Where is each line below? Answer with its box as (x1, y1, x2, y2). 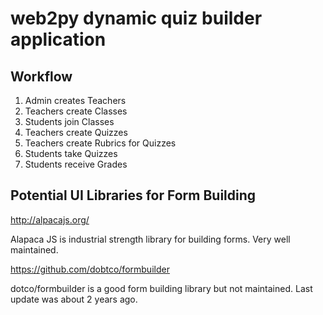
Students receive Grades (24, 158, 128, 170)
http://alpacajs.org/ (10, 213, 90, 226)
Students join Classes (24, 116, 115, 127)
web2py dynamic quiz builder (10, 7, 263, 30)
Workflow (10, 68, 73, 85)
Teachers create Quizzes (24, 127, 128, 138)
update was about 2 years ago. (10, 293, 138, 305)
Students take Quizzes (24, 148, 118, 159)
